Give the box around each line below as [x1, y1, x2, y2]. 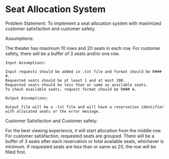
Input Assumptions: [5, 60, 47, 65]
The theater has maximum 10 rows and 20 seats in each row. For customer [5, 45, 161, 51]
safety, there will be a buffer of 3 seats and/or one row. [5, 50, 120, 57]
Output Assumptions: [5, 95, 49, 100]
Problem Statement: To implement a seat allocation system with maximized [5, 20, 161, 26]
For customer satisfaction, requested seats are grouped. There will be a [5, 133, 154, 139]
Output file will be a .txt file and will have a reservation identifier [5, 104, 164, 110]
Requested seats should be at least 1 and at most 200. [5, 78, 125, 83]
